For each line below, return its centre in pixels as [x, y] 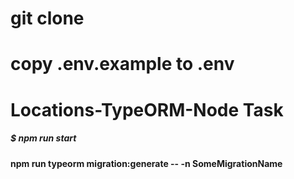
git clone [47, 18]
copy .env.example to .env [122, 64]
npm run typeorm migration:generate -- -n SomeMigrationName [146, 163]
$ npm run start [43, 138]
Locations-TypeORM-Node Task [147, 109]
